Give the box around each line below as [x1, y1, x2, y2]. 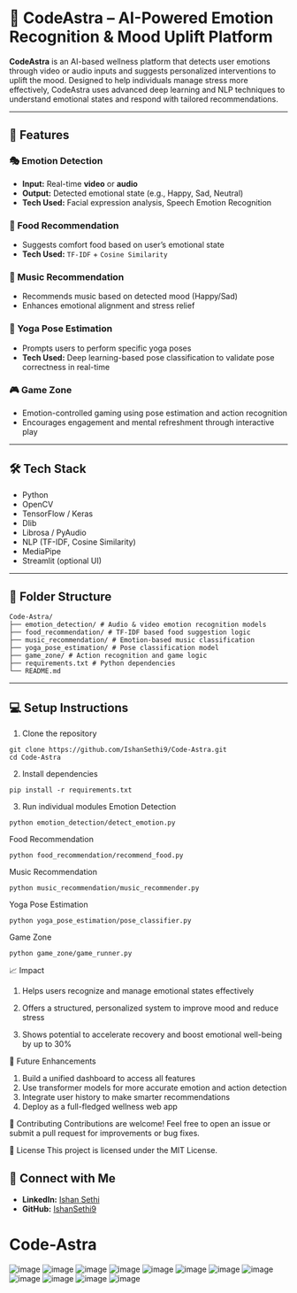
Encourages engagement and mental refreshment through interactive [21, 416, 275, 428]
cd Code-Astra [9, 753, 62, 763]
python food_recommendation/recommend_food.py [9, 851, 184, 860]
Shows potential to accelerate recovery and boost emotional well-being [21, 1029, 283, 1040]
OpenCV [21, 499, 54, 509]
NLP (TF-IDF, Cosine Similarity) [21, 536, 137, 547]
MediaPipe [21, 546, 62, 556]
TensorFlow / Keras [21, 508, 94, 519]
